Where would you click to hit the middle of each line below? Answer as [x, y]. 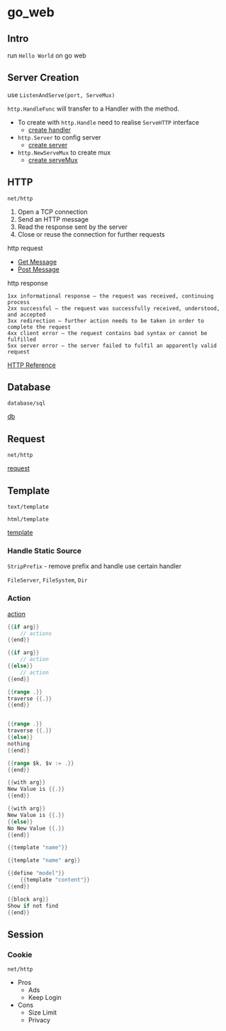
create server [48, 145]
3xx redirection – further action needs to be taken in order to [106, 321]
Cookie [20, 954]
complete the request [39, 327]
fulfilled [22, 339]
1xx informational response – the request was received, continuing [111, 296]
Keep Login [45, 998]
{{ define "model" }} [36, 873]
